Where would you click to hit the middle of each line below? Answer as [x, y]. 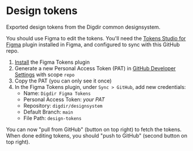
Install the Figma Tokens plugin [52, 62]
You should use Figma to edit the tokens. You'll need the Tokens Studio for [96, 38]
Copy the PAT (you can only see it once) [63, 81]
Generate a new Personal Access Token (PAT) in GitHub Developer [95, 68]
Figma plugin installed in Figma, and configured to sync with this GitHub [93, 44]
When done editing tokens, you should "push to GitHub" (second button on [97, 135]
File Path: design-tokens [53, 118]
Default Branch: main [48, 112]
